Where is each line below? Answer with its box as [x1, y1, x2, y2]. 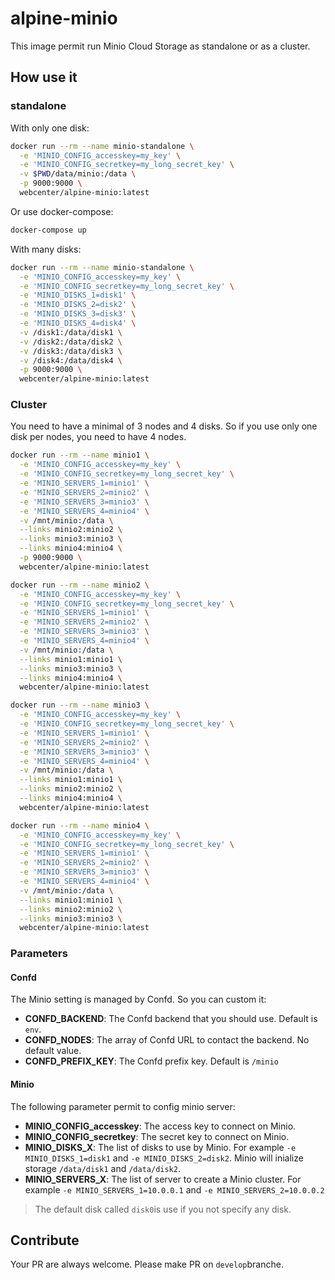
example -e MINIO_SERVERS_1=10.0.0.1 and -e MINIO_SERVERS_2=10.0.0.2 [24, 1183, 325, 1196]
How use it [10, 69, 78, 86]
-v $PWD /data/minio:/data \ [19, 169, 137, 179]
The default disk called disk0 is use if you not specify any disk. [34, 1203, 292, 1215]
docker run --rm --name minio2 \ [10, 580, 150, 590]
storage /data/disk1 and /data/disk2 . [24, 1162, 181, 1174]
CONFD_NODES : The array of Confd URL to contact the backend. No [24, 1034, 310, 1046]
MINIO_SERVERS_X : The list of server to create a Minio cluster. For [24, 1173, 302, 1185]
